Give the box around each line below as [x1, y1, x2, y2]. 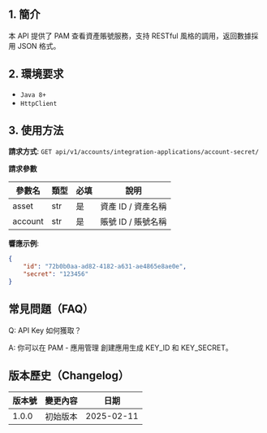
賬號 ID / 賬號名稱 [100, 216, 167, 228]
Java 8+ [19, 90, 46, 99]
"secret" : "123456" [23, 270, 89, 278]
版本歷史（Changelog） [8, 369, 130, 383]
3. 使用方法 [8, 124, 64, 138]
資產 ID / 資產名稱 [100, 201, 167, 212]
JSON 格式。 [17, 41, 61, 50]
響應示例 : [8, 238, 40, 248]
